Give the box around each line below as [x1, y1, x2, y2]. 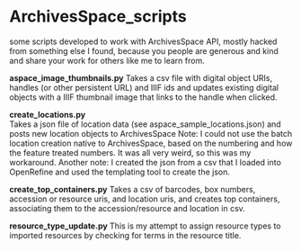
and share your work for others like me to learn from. [9, 55, 205, 66]
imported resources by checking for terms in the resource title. [9, 229, 242, 240]
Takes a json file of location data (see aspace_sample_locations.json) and [9, 119, 281, 129]
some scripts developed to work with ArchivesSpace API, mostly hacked [9, 36, 278, 47]
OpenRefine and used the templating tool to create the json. [9, 166, 231, 177]
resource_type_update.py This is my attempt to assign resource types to [9, 220, 281, 231]
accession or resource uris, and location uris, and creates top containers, [9, 193, 280, 204]
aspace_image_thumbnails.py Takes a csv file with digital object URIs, [9, 72, 273, 83]
